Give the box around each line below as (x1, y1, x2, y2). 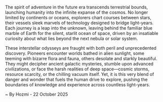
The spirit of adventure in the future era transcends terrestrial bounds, (5, 4, 148, 10)
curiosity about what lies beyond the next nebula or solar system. (5, 35, 138, 41)
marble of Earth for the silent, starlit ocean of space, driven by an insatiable (5, 31, 159, 36)
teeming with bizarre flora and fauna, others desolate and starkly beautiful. (5, 56, 158, 61)
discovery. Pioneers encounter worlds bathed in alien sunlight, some (5, 50, 145, 56)
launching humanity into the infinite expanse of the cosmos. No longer (5, 9, 148, 15)
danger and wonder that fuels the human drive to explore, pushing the (5, 76, 148, 82)
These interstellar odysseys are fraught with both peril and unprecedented (5, 45, 157, 51)
